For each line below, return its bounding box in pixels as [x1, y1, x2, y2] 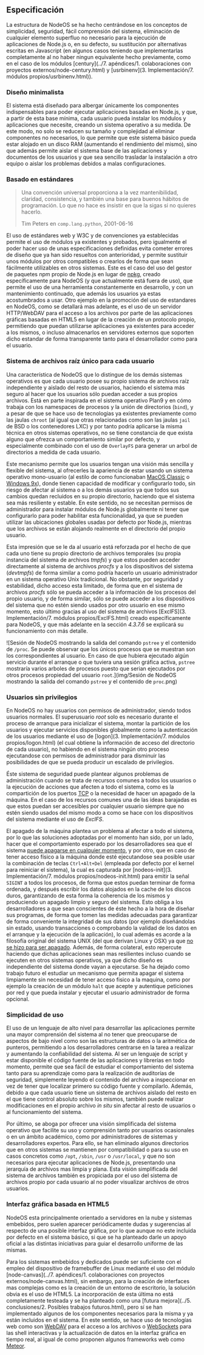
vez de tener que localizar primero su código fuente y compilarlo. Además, [6, 1082, 193, 1090]
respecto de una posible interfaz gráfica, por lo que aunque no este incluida [6, 1227, 196, 1234]
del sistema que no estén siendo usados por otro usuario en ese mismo [6, 601, 185, 608]
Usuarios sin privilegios [6, 693, 78, 702]
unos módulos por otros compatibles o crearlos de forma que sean [6, 258, 174, 265]
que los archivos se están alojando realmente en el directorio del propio [6, 524, 186, 532]
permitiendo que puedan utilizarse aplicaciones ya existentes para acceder [6, 322, 194, 330]
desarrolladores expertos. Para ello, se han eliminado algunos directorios [6, 1140, 189, 1147]
